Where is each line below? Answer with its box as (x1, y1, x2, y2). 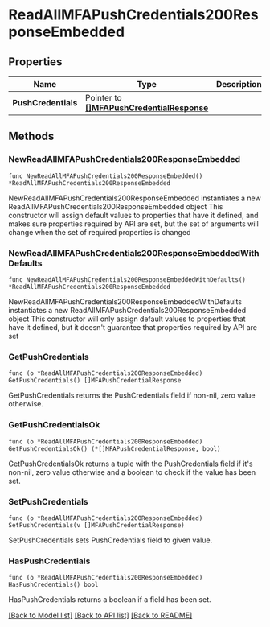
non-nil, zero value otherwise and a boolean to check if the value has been (8, 467, 256, 476)
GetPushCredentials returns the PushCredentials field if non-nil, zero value (8, 390, 256, 400)
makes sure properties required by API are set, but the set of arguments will (8, 219, 259, 229)
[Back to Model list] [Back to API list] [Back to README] (8, 610, 193, 621)
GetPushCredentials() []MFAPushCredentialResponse (8, 377, 182, 385)
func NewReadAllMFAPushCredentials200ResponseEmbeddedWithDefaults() (8, 275, 247, 283)
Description (215, 79, 263, 89)
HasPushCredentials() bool (8, 581, 99, 589)
